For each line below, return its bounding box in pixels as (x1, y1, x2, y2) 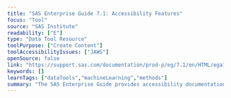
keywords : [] (7, 68, 45, 75)
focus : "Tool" (7, 17, 48, 23)
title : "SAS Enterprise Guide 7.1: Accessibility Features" (7, 10, 184, 17)
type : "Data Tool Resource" (7, 36, 88, 43)
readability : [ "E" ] (7, 29, 63, 37)
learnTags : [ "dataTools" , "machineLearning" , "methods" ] (7, 74, 168, 81)
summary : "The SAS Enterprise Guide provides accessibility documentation (7, 81, 226, 88)
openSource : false (7, 55, 60, 62)
